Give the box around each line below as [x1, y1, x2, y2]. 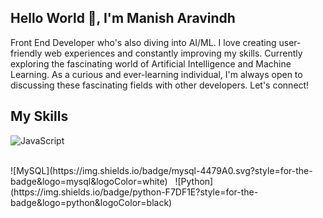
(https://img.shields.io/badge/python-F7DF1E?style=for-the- [10, 186, 259, 198]
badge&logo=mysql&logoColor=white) [10, 175, 168, 187]
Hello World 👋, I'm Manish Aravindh [10, 10, 236, 27]
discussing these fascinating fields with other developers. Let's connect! [10, 79, 310, 91]
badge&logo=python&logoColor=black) [10, 196, 173, 208]
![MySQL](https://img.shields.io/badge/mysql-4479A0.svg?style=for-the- [10, 164, 313, 176]
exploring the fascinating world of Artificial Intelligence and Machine [10, 57, 292, 70]
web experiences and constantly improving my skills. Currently [44, 47, 303, 59]
